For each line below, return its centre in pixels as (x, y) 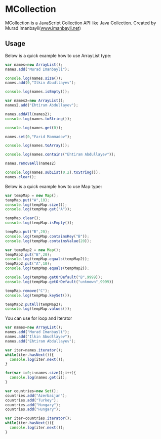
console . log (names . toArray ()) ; (37, 146)
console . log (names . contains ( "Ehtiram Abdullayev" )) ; (60, 154)
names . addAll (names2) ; (28, 114)
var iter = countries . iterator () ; (38, 418)
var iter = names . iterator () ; (34, 350)
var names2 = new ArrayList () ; (35, 101)
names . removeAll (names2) (31, 164)
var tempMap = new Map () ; (32, 195)
